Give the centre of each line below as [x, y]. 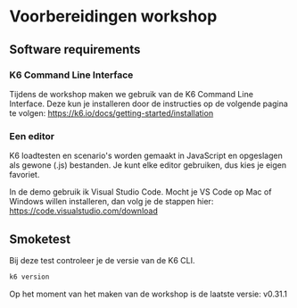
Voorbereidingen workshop [113, 17]
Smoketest [40, 239]
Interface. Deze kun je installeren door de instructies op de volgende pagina [148, 104]
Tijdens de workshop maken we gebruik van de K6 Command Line [132, 94]
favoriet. [25, 175]
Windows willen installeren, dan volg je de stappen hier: [111, 202]
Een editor [32, 136]
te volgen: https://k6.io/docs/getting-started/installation [111, 112]
